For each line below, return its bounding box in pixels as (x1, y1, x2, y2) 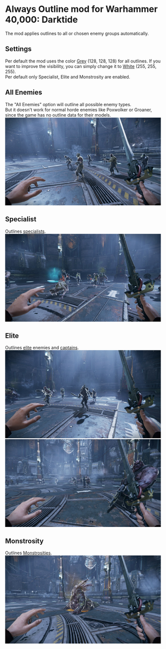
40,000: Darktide (5, 14, 78, 25)
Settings (5, 45, 32, 53)
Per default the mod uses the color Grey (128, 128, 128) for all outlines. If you (5, 58, 161, 64)
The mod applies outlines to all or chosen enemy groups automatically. (5, 30, 149, 36)
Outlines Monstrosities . (5, 550, 52, 556)
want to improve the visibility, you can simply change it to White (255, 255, (5, 63, 157, 69)
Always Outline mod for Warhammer (5, 3, 158, 15)
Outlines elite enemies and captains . (5, 345, 79, 351)
